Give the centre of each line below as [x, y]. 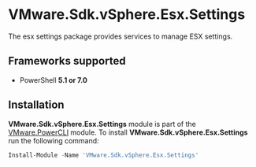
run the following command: [54, 140]
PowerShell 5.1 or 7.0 [54, 80]
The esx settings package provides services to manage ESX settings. [121, 36]
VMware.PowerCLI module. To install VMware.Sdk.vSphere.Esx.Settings [128, 132]
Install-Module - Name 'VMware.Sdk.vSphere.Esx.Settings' [104, 155]
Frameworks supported [67, 61]
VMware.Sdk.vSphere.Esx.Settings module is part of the [102, 124]
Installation [36, 105]
